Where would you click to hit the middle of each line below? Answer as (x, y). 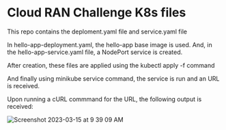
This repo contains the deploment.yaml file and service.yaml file (97, 31)
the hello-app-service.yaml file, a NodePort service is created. (95, 52)
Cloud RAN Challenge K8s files (97, 13)
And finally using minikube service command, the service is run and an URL (113, 78)
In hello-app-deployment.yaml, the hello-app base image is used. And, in (110, 44)
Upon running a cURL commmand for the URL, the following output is (104, 99)
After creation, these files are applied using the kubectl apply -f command (111, 65)
